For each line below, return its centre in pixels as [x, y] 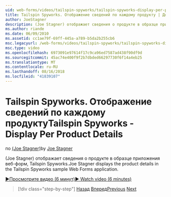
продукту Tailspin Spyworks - [69, 124]
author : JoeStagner [26, 19]
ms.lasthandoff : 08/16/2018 [35, 72]
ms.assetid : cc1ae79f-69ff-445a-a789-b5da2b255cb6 [60, 39]
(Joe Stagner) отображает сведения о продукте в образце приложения [83, 158]
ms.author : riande [25, 29]
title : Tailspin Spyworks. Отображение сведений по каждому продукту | [83, 15]
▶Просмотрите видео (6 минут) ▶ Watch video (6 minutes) [68, 179]
